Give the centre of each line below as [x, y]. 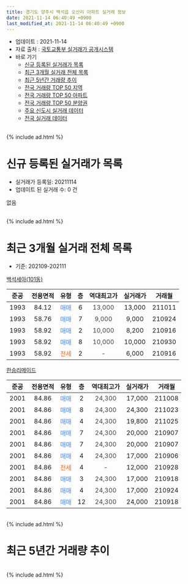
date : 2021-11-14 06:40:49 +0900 [49, 18]
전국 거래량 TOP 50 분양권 [56, 103]
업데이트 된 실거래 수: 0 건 [46, 190]
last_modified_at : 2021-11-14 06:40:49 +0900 [65, 23]
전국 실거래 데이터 [46, 118]
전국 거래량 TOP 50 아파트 [56, 95]
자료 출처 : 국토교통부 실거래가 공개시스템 [64, 49]
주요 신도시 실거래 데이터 [54, 110]
